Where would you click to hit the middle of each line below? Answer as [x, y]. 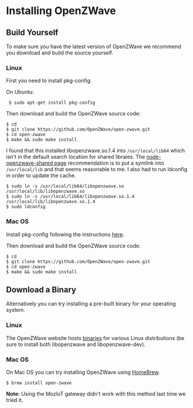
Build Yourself [32, 33]
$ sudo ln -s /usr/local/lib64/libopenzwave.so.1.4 [70, 197]
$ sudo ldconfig [26, 207]
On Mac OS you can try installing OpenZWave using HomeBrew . [83, 372]
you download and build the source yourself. [60, 53]
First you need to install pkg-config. [49, 81]
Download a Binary [41, 289]
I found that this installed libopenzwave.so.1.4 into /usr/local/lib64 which [96, 151]
